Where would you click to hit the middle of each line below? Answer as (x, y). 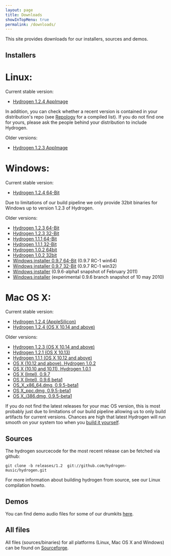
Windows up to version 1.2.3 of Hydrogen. (50, 208)
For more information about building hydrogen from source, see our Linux (83, 480)
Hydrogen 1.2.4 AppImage (40, 101)
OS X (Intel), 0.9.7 (31, 374)
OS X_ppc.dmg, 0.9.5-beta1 (42, 391)
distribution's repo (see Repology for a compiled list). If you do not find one (84, 117)
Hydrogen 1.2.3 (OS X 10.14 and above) (54, 347)
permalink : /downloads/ (31, 24)
